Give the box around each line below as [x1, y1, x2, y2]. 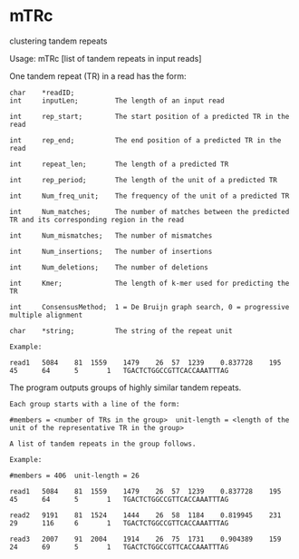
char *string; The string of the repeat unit [9, 326, 233, 336]
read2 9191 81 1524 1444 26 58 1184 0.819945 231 [9, 510, 282, 520]
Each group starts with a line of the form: [9, 399, 180, 408]
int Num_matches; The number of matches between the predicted [9, 207, 290, 216]
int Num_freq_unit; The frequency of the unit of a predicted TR [9, 191, 290, 201]
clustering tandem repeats [9, 35, 108, 46]
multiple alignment [9, 310, 83, 319]
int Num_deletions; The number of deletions [9, 262, 208, 272]
